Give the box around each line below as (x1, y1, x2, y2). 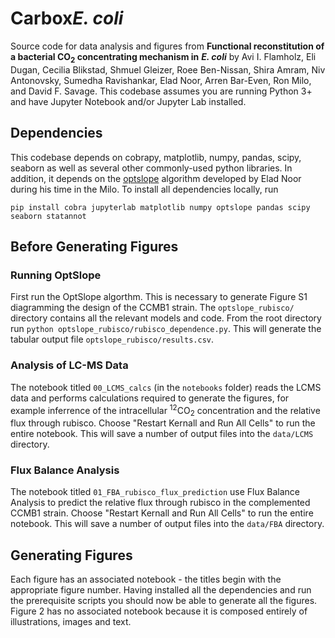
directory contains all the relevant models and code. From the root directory (10, 312, 322, 324)
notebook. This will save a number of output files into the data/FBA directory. (10, 518, 325, 530)
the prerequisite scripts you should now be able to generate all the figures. (10, 595, 318, 607)
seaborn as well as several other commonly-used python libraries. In (10, 162, 293, 174)
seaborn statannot (10, 211, 87, 221)
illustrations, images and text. (10, 616, 132, 628)
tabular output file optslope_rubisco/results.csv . (10, 333, 215, 346)
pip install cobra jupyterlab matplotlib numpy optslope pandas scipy (10, 202, 311, 212)
